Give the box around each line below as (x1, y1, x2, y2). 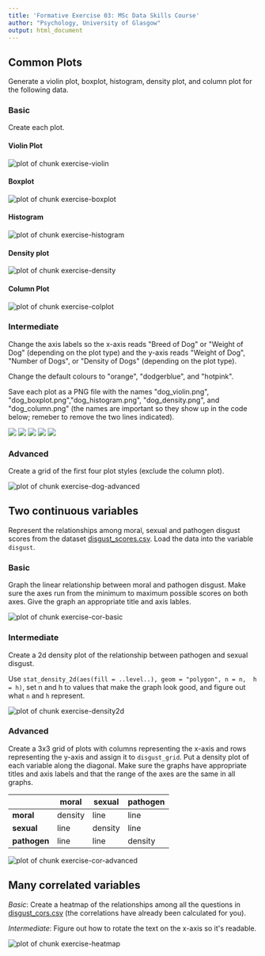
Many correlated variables (8, 878, 141, 892)
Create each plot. (8, 123, 65, 132)
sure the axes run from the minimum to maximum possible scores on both (8, 588, 248, 598)
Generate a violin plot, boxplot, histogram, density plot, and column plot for (8, 77, 252, 86)
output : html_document (8, 26, 83, 34)
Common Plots (8, 55, 83, 69)
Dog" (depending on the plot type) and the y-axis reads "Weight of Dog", (8, 348, 245, 357)
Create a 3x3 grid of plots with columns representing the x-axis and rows (8, 744, 247, 753)
